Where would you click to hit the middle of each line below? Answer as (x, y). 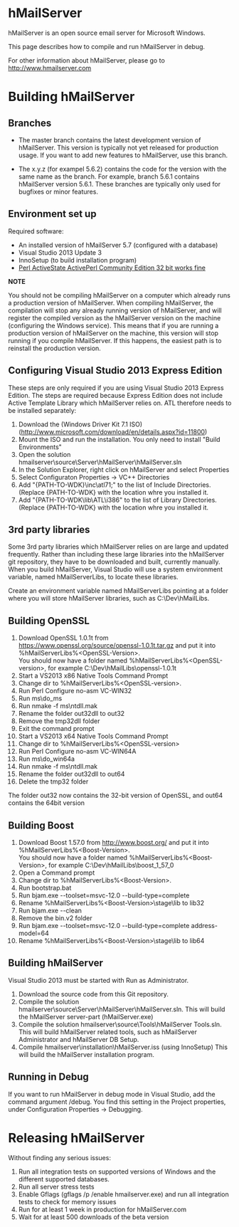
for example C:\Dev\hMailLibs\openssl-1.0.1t (112, 668)
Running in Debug (49, 1077)
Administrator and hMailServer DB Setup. (79, 1039)
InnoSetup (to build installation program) (78, 260)
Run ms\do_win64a (47, 759)
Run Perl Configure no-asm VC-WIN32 (75, 691)
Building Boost (41, 825)
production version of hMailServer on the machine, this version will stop (113, 333)
